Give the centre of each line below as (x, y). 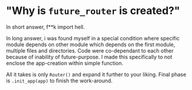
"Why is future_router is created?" (93, 11)
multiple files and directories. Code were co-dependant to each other (90, 50)
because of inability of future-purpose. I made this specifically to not (89, 57)
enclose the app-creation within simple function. (65, 63)
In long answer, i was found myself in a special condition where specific (93, 38)
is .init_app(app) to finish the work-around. (59, 81)
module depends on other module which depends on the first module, (91, 44)
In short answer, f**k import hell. (46, 27)
